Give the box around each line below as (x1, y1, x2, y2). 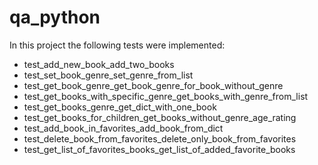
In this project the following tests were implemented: (9, 39, 226, 51)
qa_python (9, 6, 101, 29)
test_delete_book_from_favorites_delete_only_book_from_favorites (23, 132, 297, 145)
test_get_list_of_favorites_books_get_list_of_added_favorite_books (23, 143, 296, 155)
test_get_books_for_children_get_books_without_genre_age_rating (23, 111, 297, 123)
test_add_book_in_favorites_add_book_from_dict (23, 122, 224, 134)
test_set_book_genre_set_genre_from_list (23, 69, 194, 81)
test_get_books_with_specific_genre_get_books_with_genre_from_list (23, 90, 309, 102)
